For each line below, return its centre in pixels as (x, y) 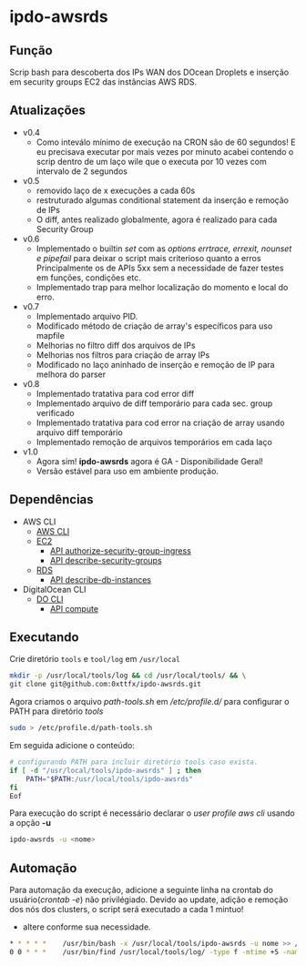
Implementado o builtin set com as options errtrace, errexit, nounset (164, 249)
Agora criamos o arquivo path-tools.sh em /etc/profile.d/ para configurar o (149, 702)
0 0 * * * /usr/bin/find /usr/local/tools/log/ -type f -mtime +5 (144, 952)
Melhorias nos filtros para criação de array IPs (123, 355)
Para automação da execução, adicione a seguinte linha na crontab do (141, 890)
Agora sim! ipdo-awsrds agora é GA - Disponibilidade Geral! (150, 461)
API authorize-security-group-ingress (120, 550)
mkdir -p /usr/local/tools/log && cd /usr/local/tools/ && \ (128, 676)
